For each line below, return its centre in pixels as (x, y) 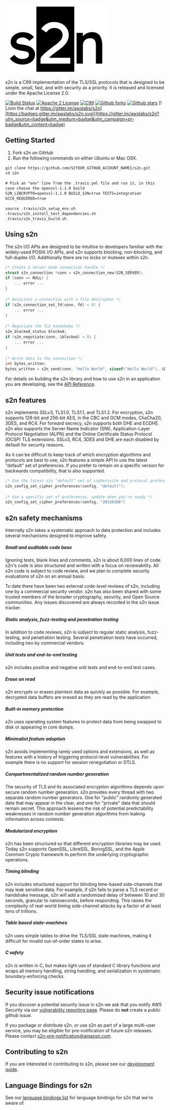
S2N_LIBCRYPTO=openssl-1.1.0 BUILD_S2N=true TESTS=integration (73, 193)
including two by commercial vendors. (45, 643)
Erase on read (20, 679)
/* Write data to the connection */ (44, 358)
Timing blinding (22, 871)
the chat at (28, 108)
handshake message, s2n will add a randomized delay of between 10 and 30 (85, 895)
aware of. (15, 1103)
